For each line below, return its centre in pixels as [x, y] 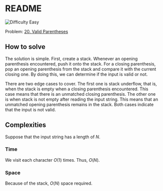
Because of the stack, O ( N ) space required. [49, 183]
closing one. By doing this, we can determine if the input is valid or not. [76, 74]
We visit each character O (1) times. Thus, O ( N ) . [52, 160]
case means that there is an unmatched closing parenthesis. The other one [81, 94]
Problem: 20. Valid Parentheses [37, 31]
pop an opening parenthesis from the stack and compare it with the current [81, 69]
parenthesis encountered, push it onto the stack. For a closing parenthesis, [80, 64]
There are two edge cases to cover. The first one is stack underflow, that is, [81, 84]
